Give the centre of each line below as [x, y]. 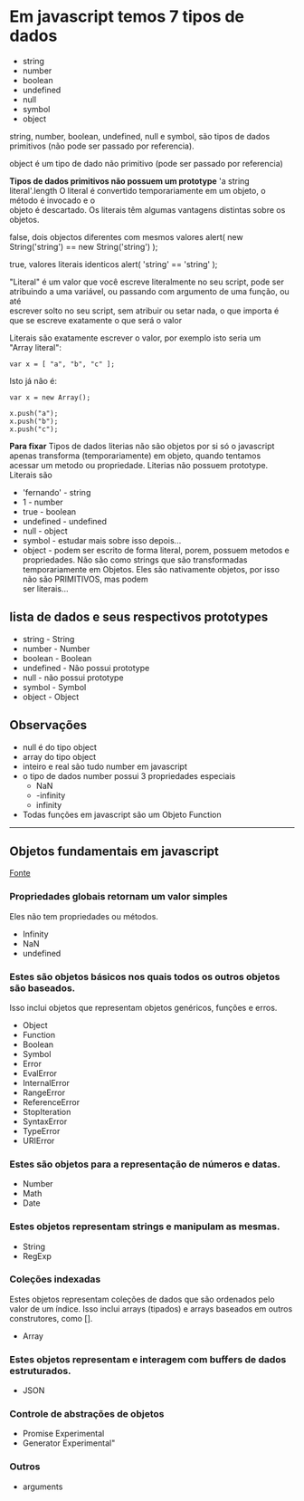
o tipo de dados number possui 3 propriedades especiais [129, 775]
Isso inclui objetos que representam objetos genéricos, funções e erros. [143, 1007]
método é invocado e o [52, 200]
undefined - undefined [64, 521]
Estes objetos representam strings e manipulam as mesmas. [145, 1227]
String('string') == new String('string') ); [84, 246]
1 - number [43, 502]
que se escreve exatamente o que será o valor [96, 320]
